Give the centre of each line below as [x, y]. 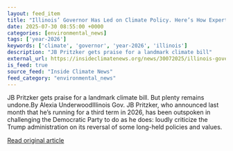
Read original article [36, 141]
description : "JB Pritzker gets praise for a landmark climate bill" [110, 53]
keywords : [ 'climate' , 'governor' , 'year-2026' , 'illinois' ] [97, 46]
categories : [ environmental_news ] [57, 33]
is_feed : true [28, 65]
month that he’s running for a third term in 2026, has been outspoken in [109, 112]
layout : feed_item [34, 14]
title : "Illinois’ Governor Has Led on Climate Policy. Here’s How [107, 20]
